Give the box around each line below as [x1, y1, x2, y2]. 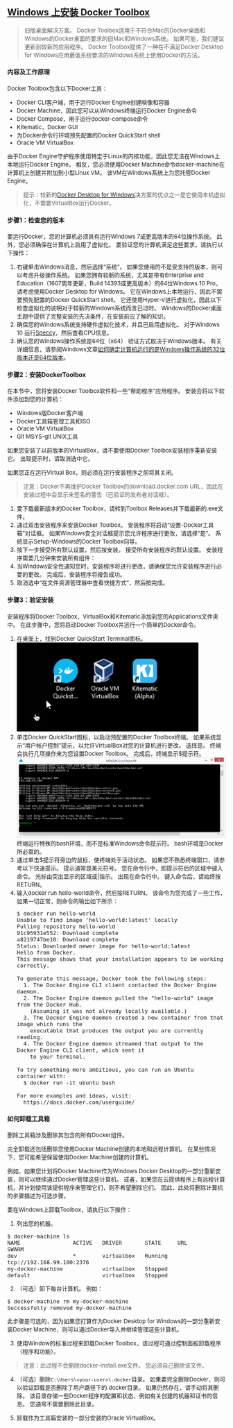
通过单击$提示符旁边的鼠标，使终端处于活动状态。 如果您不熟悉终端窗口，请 [17, 856, 220, 864]
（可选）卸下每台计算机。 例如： [17, 1285, 103, 1293]
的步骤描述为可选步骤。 [7, 1192, 70, 1200]
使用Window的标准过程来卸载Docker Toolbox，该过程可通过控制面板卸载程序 [17, 1339, 222, 1347]
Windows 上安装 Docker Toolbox [7, 6, 150, 19]
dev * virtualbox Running [7, 1252, 169, 1260]
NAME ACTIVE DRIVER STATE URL [7, 1239, 188, 1247]
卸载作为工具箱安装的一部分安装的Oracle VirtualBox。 [17, 1414, 159, 1422]
